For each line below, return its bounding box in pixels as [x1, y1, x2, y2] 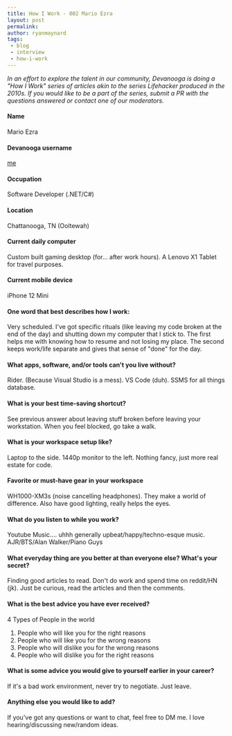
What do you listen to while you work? [7, 515, 119, 523]
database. [7, 383, 36, 392]
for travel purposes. [7, 260, 64, 268]
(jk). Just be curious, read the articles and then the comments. [7, 584, 186, 593]
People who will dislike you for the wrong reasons [17, 643, 159, 651]
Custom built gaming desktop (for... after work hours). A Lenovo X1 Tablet [7, 252, 217, 261]
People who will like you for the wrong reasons [17, 636, 151, 645]
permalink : [7, 23, 39, 30]
